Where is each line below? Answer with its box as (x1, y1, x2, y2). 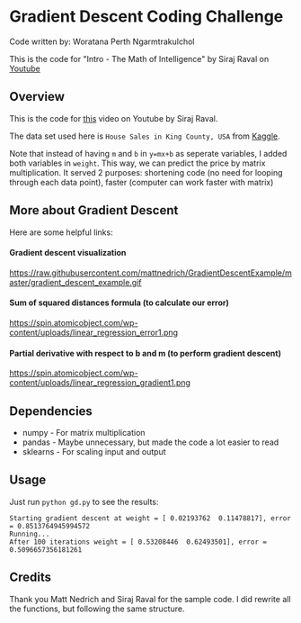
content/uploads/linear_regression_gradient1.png (9, 377, 191, 388)
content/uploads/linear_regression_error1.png (9, 327, 178, 338)
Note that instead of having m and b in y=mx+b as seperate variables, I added (9, 148, 288, 158)
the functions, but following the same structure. (9, 603, 185, 614)
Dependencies (9, 403, 93, 419)
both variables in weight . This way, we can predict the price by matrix (9, 158, 266, 168)
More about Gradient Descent (9, 203, 179, 218)
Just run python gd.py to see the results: (9, 496, 159, 507)
